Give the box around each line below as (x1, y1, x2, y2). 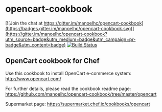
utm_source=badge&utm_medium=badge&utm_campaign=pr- (5, 36, 136, 42)
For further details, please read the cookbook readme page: (5, 85, 131, 92)
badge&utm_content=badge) (5, 41, 66, 48)
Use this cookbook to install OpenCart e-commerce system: (5, 70, 132, 76)
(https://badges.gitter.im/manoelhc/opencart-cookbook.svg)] (5, 25, 134, 31)
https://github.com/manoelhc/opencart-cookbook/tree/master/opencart (5, 91, 157, 97)
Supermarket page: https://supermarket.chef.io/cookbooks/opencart (5, 101, 150, 107)
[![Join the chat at (5, 20, 43, 26)
